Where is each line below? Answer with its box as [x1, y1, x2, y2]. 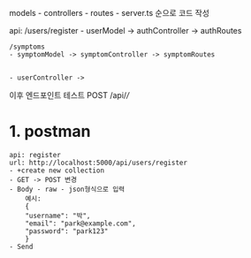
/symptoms [9, 42, 46, 51]
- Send [9, 242, 34, 251]
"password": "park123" [25, 226, 109, 236]
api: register [9, 150, 62, 159]
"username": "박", [25, 211, 91, 220]
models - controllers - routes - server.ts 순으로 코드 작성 [9, 8, 210, 18]
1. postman [9, 122, 91, 141]
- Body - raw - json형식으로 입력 [9, 185, 125, 193]
